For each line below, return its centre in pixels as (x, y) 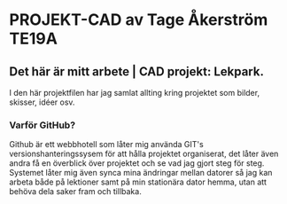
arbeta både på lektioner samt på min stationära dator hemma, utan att (138, 182)
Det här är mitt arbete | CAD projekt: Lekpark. (136, 71)
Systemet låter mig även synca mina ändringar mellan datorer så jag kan (141, 173)
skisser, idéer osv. (42, 102)
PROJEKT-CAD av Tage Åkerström (139, 20)
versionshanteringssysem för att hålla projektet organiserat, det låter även (144, 154)
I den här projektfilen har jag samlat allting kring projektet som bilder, (134, 93)
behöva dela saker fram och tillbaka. (75, 192)
